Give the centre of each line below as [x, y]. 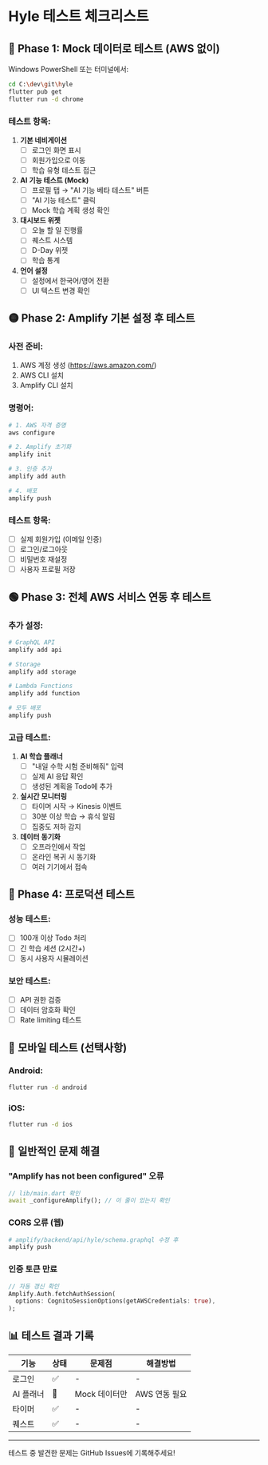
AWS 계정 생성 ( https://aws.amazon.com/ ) [88, 366]
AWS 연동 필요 [161, 1394]
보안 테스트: [30, 981]
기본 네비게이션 [43, 140]
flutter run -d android [48, 1087]
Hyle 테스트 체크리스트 [79, 16]
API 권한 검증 [40, 999]
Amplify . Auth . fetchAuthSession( [62, 1294]
